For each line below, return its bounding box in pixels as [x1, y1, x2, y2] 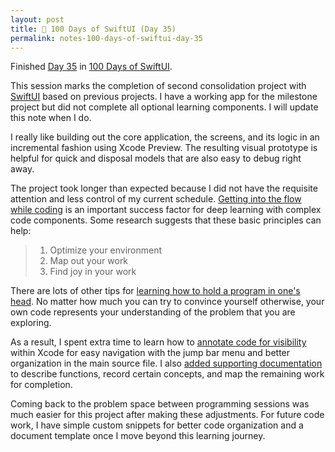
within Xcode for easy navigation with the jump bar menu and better [10, 347, 291, 359]
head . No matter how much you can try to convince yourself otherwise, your [10, 296, 325, 308]
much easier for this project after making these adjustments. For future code [10, 409, 325, 421]
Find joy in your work [49, 266, 137, 278]
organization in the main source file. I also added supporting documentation [10, 357, 323, 370]
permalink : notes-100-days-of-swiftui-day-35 [10, 33, 203, 43]
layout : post [10, 14, 65, 25]
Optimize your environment [49, 244, 163, 256]
